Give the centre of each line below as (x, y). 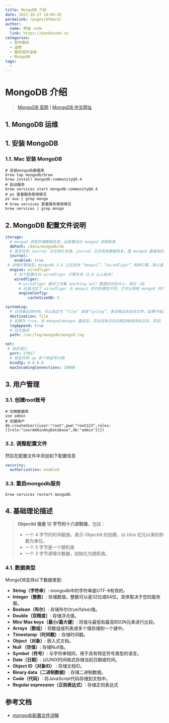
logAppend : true (27, 326)
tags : (11, 61)
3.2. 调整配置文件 (26, 444)
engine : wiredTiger (30, 270)
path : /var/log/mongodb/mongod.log (47, 335)
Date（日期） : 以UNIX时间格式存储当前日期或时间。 (66, 660)
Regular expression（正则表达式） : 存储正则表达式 (65, 685)
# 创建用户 (15, 421)
